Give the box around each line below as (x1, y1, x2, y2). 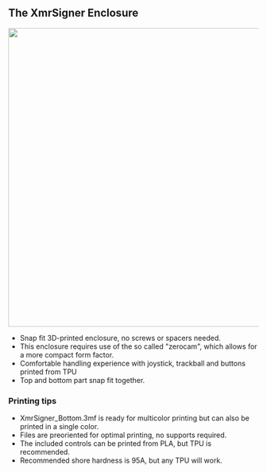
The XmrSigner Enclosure (8, 6, 139, 20)
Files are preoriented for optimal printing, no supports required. (19, 430, 227, 440)
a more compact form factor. (19, 350, 114, 359)
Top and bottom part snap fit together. (19, 375, 145, 385)
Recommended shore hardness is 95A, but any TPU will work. (19, 455, 222, 465)
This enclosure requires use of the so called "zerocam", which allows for (19, 342, 257, 351)
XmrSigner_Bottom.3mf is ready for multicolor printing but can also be (19, 413, 250, 423)
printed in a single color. (19, 422, 99, 432)
